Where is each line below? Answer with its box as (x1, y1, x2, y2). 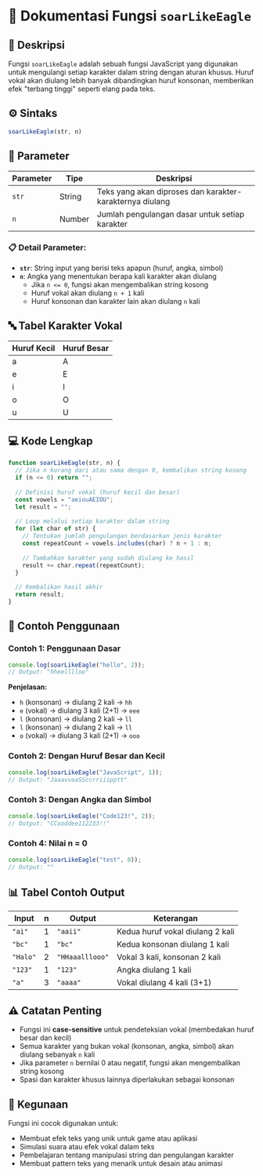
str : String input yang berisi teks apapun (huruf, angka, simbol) (19, 263, 224, 272)
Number (59, 214, 90, 225)
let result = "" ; (15, 502, 72, 511)
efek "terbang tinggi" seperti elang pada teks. (8, 84, 156, 93)
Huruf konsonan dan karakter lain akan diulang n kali (31, 296, 201, 305)
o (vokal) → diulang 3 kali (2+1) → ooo (19, 731, 140, 740)
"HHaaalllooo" (56, 953, 110, 962)
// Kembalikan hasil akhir (15, 583, 103, 591)
